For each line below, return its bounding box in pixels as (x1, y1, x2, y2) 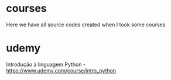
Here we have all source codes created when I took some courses (6, 21, 166, 28)
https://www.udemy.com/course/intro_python (6, 67, 116, 74)
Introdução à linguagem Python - (6, 61, 86, 68)
